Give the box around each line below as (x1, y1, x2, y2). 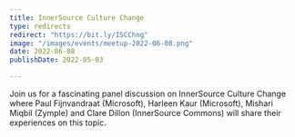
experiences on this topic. (9, 117, 107, 128)
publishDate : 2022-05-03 (9, 55, 104, 64)
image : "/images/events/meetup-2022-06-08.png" (9, 38, 194, 48)
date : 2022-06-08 (9, 47, 76, 56)
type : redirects (9, 22, 71, 31)
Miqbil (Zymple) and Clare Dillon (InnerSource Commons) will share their (9, 108, 282, 118)
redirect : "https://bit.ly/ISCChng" (9, 30, 148, 39)
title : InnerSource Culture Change (9, 13, 145, 23)
